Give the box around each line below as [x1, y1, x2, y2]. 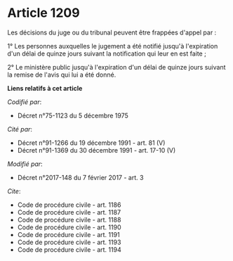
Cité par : [7, 125, 33, 133]
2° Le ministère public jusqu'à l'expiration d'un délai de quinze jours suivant [7, 63, 226, 71]
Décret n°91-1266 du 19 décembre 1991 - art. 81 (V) [17, 139, 166, 147]
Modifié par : [7, 160, 44, 168]
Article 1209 [7, 5, 80, 21]
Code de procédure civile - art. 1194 [17, 245, 121, 254]
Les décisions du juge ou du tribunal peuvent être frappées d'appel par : [7, 28, 217, 37]
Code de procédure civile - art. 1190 [17, 223, 121, 231]
